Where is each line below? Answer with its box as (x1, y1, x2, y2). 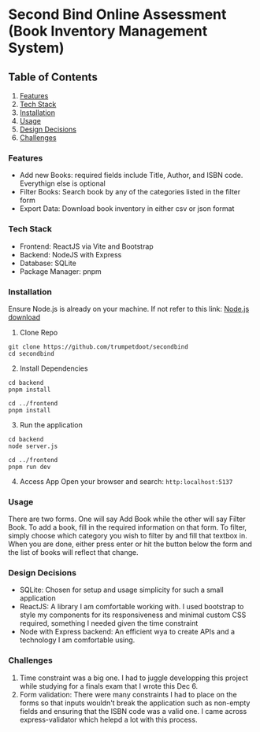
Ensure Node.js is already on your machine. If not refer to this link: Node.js (8, 304, 250, 313)
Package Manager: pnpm (19, 266, 102, 276)
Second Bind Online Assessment (8, 6, 227, 24)
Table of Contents (8, 70, 98, 83)
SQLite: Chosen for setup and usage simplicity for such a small (19, 585, 224, 595)
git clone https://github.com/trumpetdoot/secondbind (8, 342, 189, 351)
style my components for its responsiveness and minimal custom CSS (19, 610, 247, 619)
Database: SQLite (19, 258, 76, 268)
